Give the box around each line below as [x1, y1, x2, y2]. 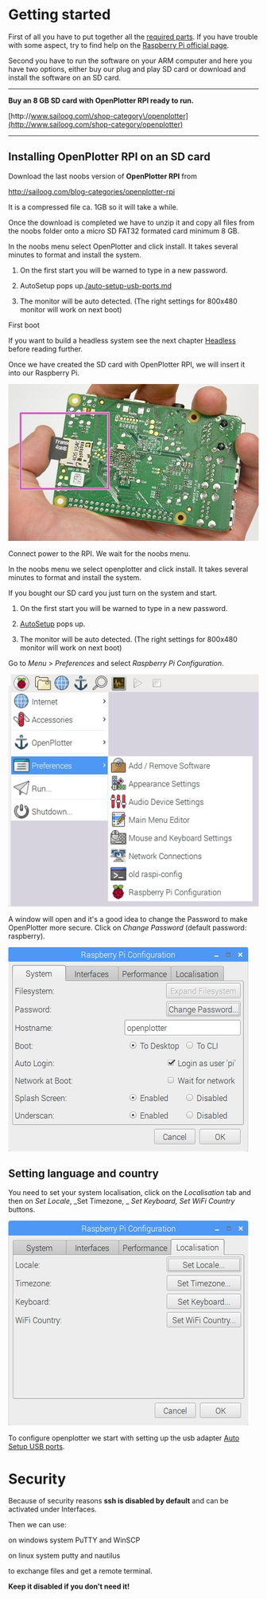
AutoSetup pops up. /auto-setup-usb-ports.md [19, 280, 172, 290]
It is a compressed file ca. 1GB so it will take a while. [8, 202, 179, 212]
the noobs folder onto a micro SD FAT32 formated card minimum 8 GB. [8, 225, 240, 236]
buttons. [8, 1205, 36, 1214]
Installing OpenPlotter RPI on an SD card [8, 150, 211, 164]
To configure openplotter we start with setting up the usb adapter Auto [8, 1433, 240, 1443]
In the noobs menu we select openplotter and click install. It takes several [8, 564, 249, 574]
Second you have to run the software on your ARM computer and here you [8, 56, 253, 65]
